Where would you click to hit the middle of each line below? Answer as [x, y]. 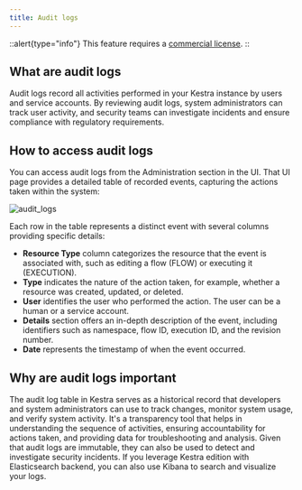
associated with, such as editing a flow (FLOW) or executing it [137, 263]
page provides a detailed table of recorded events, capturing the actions [144, 182]
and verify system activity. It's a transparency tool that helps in [126, 419]
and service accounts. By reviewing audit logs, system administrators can [146, 103]
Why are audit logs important [93, 378]
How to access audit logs [81, 150]
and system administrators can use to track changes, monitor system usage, [151, 409]
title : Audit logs [44, 18]
